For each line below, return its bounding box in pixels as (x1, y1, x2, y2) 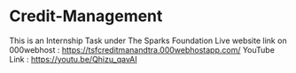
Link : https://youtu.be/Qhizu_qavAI (9, 54, 137, 64)
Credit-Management (9, 6, 163, 26)
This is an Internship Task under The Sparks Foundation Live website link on (9, 35, 287, 46)
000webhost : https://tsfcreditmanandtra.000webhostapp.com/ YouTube (9, 44, 275, 55)
